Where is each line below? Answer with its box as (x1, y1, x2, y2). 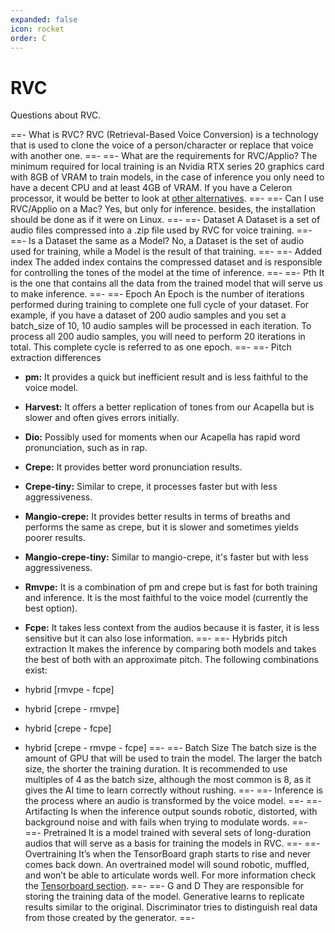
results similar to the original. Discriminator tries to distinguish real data (24, 901, 318, 913)
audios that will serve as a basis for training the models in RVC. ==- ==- (24, 837, 321, 850)
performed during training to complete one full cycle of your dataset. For (10, 299, 310, 311)
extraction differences (10, 352, 102, 364)
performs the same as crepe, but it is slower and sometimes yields (24, 521, 299, 533)
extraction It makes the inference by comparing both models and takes (24, 643, 317, 655)
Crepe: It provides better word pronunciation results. (24, 461, 243, 473)
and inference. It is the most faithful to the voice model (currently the (24, 592, 309, 604)
